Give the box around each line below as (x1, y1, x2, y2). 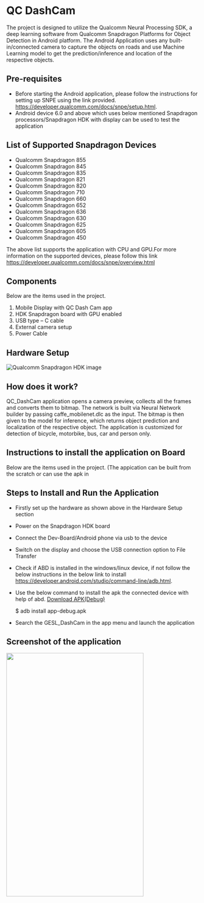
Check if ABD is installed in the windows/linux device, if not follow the (15, 564, 191, 571)
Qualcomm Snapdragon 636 (15, 208, 86, 215)
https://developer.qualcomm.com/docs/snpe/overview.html (6, 258, 155, 265)
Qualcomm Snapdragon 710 (15, 188, 85, 195)
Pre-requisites (6, 74, 62, 84)
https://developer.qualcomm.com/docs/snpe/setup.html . (15, 103, 157, 110)
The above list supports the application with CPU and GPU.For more (6, 245, 177, 253)
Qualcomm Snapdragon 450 (15, 234, 86, 241)
